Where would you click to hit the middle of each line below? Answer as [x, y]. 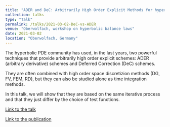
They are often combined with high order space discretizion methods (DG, [83, 73]
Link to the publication [28, 119]
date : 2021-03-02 [24, 34]
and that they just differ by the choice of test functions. [62, 99]
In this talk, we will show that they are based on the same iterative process [83, 94]
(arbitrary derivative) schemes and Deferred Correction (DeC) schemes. [80, 63]
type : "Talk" [19, 19]
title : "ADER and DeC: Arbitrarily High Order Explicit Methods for [79, 10]
